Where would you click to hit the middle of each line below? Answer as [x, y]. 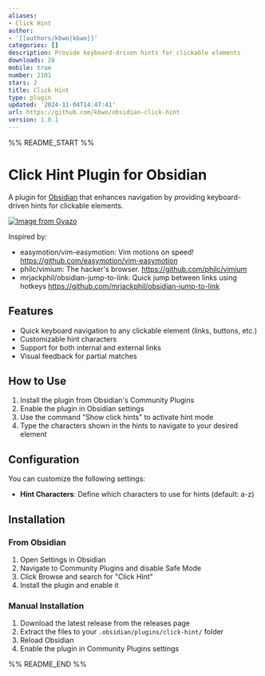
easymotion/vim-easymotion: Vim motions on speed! [107, 252]
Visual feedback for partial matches [78, 356]
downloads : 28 [32, 61]
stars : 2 [23, 82]
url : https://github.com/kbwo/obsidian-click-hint [94, 113]
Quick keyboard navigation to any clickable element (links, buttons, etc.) [138, 330]
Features [31, 312]
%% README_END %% [48, 664]
